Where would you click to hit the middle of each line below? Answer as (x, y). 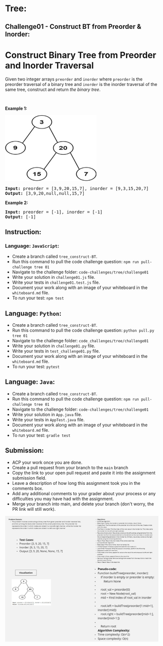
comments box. (28, 488)
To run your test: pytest (36, 367)
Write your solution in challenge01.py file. (54, 346)
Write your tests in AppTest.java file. (48, 419)
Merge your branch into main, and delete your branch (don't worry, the (83, 504)
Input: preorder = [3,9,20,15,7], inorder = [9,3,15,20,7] (77, 188)
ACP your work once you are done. (47, 462)
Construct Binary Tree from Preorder (81, 55)
